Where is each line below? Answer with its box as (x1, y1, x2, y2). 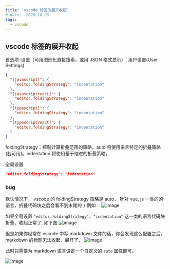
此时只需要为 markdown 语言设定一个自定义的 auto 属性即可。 (5, 248, 137, 254)
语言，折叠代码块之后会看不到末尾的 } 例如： (5, 202, 101, 209)
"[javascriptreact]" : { (10, 91, 61, 96)
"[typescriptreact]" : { (10, 120, 61, 125)
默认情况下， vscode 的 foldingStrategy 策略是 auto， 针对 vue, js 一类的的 (5, 196, 163, 202)
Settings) (5, 63, 25, 69)
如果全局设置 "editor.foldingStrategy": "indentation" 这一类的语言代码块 (5, 213, 165, 219)
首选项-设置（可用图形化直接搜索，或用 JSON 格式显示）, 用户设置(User (5, 57, 158, 63)
